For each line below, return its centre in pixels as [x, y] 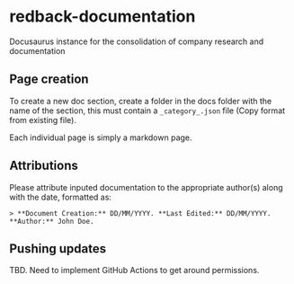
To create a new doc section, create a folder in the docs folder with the [141, 101]
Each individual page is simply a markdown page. [101, 138]
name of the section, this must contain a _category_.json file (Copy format [147, 111]
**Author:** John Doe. [52, 221]
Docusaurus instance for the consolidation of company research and [136, 41]
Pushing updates [58, 248]
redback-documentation [102, 17]
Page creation [49, 80]
